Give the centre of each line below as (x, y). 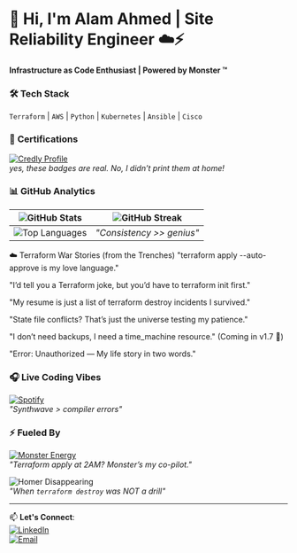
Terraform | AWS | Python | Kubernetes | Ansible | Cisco (106, 116)
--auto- (253, 255)
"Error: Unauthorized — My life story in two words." (103, 354)
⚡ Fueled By (35, 432)
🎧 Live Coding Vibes (55, 377)
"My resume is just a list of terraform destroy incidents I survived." (129, 302)
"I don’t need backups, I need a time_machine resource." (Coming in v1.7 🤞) (147, 336)
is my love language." (80, 268)
